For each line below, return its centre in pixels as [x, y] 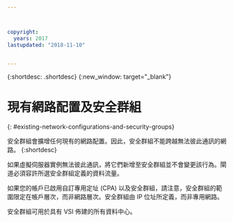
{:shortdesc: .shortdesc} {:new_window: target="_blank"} [89, 77]
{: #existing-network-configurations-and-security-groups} [91, 127]
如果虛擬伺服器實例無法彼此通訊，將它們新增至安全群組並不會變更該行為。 [114, 165]
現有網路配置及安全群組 [74, 107]
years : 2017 [31, 38]
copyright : [23, 32]
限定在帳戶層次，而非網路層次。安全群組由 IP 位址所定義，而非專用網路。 [118, 197]
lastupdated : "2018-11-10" [46, 45]
